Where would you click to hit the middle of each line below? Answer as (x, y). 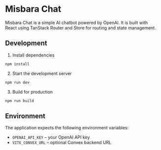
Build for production (32, 92)
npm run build (20, 101)
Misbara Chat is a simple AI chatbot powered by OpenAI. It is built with (77, 23)
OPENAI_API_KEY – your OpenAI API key (51, 137)
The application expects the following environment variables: (67, 128)
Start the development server (42, 73)
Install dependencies (33, 55)
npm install (17, 64)
